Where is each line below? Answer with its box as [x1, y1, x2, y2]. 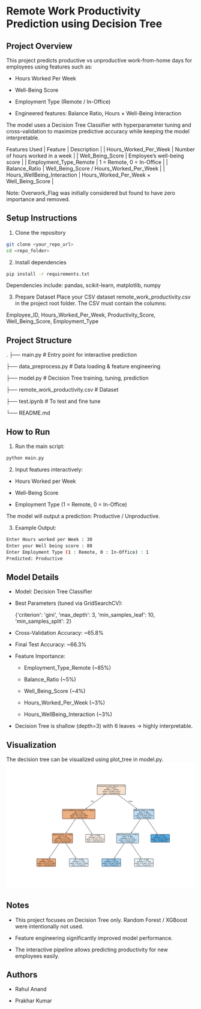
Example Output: [14, 524, 57, 531]
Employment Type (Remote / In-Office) [14, 98, 111, 105]
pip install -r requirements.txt [6, 271, 90, 277]
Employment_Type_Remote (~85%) [23, 664, 112, 671]
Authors [6, 969, 38, 980]
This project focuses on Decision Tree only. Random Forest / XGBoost [14, 916, 188, 923]
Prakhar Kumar [14, 997, 52, 1004]
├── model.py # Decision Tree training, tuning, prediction [6, 374, 149, 382]
